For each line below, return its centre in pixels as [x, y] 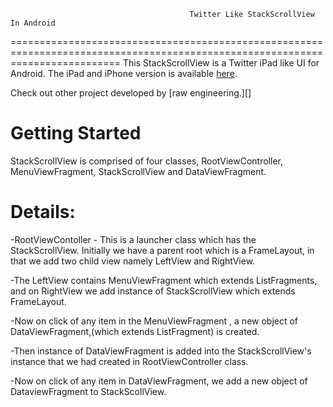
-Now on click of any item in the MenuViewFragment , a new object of [154, 321]
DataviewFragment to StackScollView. [88, 391]
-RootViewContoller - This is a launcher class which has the [133, 239]
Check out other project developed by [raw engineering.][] [131, 93]
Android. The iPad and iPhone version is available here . [124, 73]
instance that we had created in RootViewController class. [129, 361]
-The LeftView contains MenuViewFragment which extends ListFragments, [164, 280]
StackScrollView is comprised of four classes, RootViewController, [146, 161]
